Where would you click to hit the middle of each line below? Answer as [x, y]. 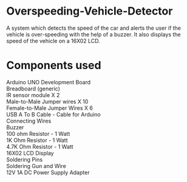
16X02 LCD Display [30, 153]
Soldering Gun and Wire [36, 166]
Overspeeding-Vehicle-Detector [90, 11]
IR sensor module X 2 [33, 95]
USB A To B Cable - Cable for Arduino [54, 114]
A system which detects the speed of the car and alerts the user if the [93, 28]
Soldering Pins [25, 160]
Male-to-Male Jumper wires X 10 [47, 101]
